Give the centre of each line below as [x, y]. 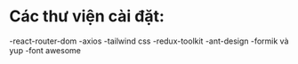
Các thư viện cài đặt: [87, 16]
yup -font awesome [45, 50]
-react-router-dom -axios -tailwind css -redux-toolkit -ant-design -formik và [149, 41]
